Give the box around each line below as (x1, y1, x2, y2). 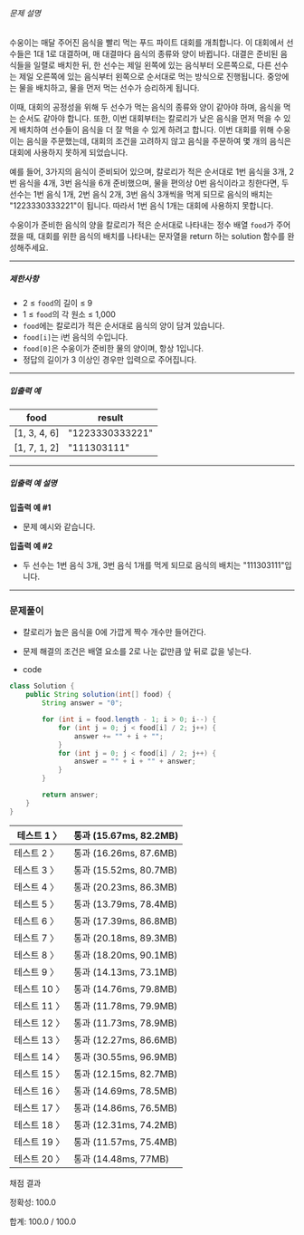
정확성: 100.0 (9, 1196, 57, 1208)
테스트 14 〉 (14, 1050, 65, 1063)
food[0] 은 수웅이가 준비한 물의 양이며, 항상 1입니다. (22, 343, 204, 354)
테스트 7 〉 (14, 931, 60, 944)
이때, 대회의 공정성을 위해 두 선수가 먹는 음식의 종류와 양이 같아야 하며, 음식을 (9, 101, 282, 112)
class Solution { (9, 681, 75, 691)
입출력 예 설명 (9, 478, 57, 488)
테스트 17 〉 (14, 1101, 65, 1114)
